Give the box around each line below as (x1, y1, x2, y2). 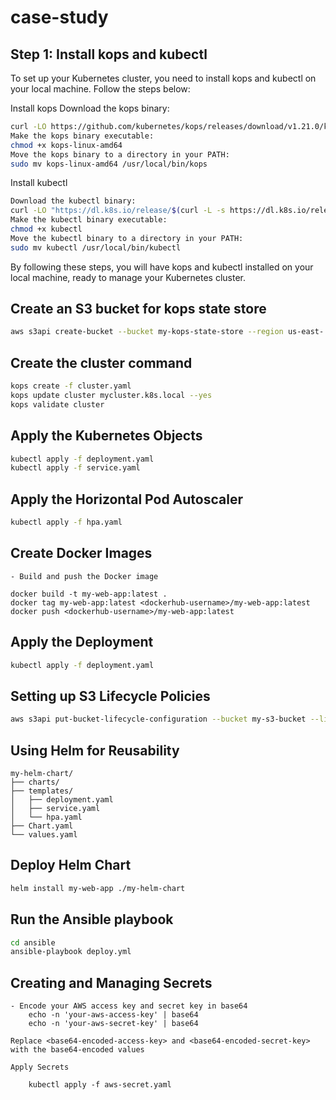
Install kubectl (10, 177, 68, 189)
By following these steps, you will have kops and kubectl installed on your (10, 261, 314, 273)
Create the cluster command (10, 354, 193, 371)
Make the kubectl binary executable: (10, 215, 168, 225)
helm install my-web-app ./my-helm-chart (10, 883, 186, 893)
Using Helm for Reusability (10, 742, 180, 759)
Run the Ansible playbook (10, 911, 174, 928)
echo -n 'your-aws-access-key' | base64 (28, 1010, 199, 1020)
